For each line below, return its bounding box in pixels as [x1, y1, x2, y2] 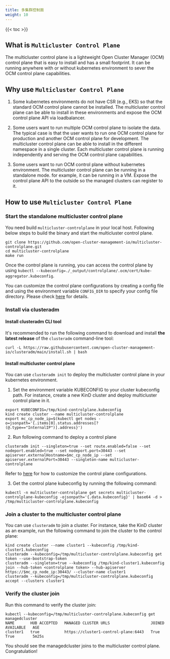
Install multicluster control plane [5, 360, 75, 366]
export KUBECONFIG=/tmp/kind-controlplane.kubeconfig [5, 407, 122, 413]
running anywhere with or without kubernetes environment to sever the [5, 65, 154, 71]
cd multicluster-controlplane [5, 248, 70, 254]
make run [5, 253, 24, 258]
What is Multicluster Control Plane [5, 41, 120, 49]
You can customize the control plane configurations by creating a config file [5, 282, 164, 288]
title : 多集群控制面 [5, 7, 44, 13]
